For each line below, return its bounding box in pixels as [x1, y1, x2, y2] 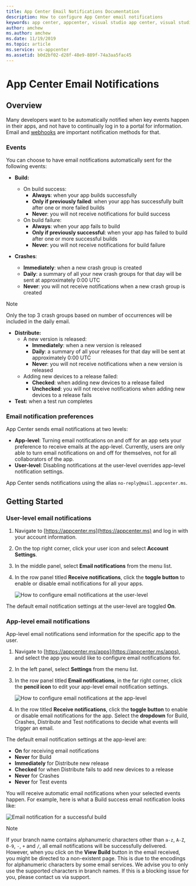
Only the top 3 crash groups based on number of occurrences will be [6, 312, 172, 319]
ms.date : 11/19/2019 [6, 36, 57, 42]
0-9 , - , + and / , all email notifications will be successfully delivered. [6, 843, 167, 850]
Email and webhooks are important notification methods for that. [6, 128, 161, 135]
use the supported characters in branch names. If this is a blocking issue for [6, 867, 189, 874]
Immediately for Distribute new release [14, 760, 109, 767]
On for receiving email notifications [14, 747, 99, 754]
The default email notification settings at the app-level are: [6, 736, 147, 743]
